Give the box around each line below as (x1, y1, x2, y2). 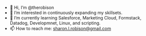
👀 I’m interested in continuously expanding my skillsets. (9, 10, 122, 16)
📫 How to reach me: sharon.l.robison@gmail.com (9, 26, 111, 31)
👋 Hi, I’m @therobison (9, 5, 54, 10)
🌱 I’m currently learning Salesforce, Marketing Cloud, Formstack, (9, 15, 142, 20)
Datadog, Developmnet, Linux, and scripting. (9, 20, 101, 26)
